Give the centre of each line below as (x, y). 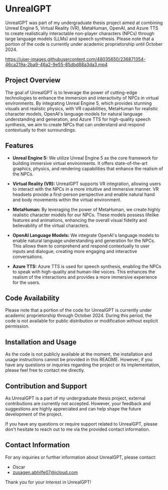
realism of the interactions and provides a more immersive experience (85, 277)
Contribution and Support (46, 386)
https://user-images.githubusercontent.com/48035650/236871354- (75, 59)
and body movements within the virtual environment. (67, 200)
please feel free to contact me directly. (45, 370)
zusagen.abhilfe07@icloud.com (45, 472)
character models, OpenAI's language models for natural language (74, 114)
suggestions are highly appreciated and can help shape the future (73, 409)
